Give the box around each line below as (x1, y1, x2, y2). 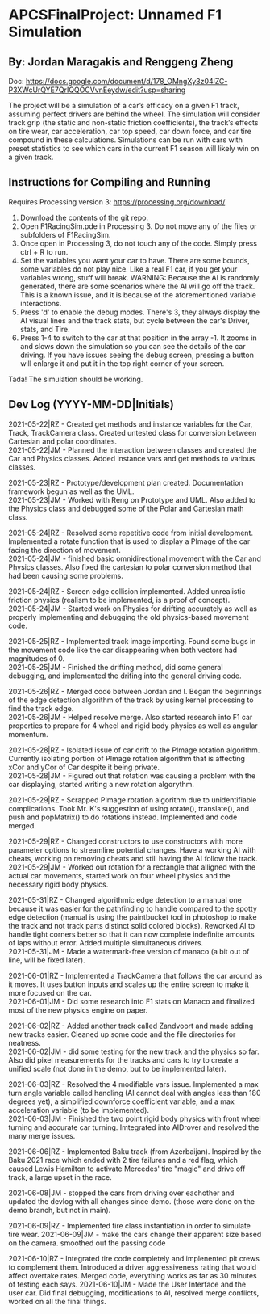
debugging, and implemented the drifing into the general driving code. (8, 671, 242, 680)
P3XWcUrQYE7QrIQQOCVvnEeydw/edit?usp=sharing (8, 85, 186, 95)
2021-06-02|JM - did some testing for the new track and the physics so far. (8, 1047, 260, 1056)
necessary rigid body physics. (8, 879, 109, 889)
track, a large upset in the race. (8, 1172, 112, 1181)
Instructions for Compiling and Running (8, 175, 211, 189)
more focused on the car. (8, 988, 93, 997)
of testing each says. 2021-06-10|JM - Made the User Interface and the (8, 1279, 247, 1289)
